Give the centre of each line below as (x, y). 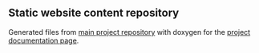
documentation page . (44, 40)
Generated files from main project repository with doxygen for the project (129, 32)
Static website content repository (94, 13)
